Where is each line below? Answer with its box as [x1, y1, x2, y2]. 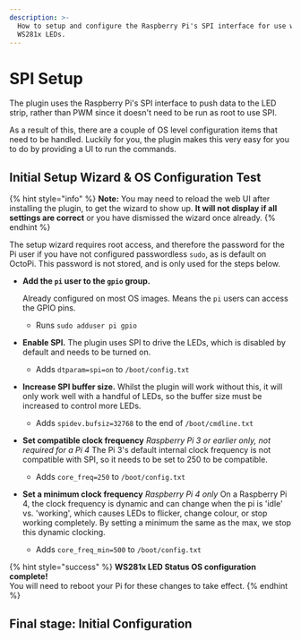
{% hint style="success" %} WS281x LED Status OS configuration [9, 561, 257, 573]
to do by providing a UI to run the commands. [9, 144, 176, 155]
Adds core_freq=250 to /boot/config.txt [35, 472, 186, 482]
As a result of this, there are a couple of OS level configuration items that [9, 124, 278, 135]
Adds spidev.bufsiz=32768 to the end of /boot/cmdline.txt [35, 418, 254, 429]
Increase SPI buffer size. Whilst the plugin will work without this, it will [21, 381, 283, 392]
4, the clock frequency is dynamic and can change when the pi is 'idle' [21, 499, 284, 509]
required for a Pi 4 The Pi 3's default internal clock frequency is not [21, 445, 271, 456]
